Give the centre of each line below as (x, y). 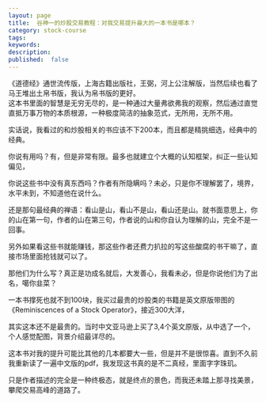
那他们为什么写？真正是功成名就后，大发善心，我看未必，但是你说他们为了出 (133, 273)
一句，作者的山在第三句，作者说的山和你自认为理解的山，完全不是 (143, 219)
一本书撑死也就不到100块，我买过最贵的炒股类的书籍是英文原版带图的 (122, 300)
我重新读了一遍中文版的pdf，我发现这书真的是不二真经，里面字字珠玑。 (125, 363)
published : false (38, 60)
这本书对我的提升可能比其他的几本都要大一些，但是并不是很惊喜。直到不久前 (133, 353)
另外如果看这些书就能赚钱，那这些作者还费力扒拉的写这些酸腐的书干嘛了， (129, 246)
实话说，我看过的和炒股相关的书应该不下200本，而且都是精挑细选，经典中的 (133, 129)
